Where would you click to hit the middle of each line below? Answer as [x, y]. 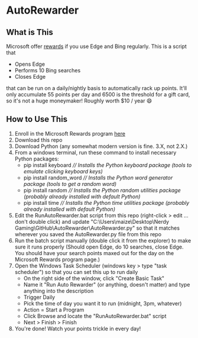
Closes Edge [30, 77]
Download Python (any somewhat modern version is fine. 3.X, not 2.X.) [101, 146]
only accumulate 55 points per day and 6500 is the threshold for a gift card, [98, 94]
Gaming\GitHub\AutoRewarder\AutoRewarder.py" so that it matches [97, 228]
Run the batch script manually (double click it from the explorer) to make [103, 240]
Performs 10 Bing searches [48, 70]
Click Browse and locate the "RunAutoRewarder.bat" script [95, 316]
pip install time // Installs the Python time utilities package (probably [106, 202]
